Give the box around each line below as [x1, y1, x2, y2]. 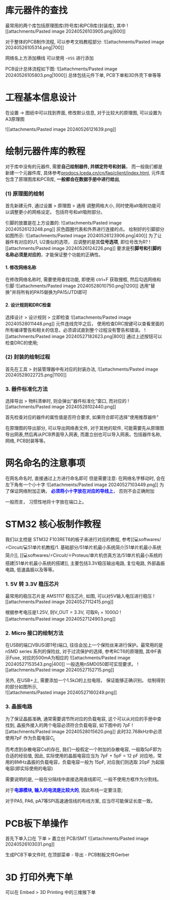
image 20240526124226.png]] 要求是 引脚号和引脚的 [51, 245, 161, 251]
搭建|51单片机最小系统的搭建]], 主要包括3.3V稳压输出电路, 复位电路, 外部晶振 [5, 560, 165, 566]
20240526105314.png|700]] [5, 44, 64, 50]
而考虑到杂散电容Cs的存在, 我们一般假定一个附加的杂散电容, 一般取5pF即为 [5, 746, 162, 752]
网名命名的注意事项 [5, 458, 86, 469]
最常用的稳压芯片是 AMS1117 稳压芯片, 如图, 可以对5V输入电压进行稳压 [5, 593, 152, 599]
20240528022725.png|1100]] [5, 372, 67, 378]
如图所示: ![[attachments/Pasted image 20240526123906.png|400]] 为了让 [5, 233, 162, 239]
